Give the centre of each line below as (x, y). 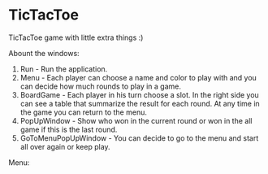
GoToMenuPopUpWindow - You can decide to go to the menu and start (139, 138)
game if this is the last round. (69, 129)
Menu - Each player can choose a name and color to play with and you (138, 77)
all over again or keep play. (65, 146)
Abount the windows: (44, 53)
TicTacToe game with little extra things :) (76, 37)
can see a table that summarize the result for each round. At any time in (140, 103)
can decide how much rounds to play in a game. (100, 86)
